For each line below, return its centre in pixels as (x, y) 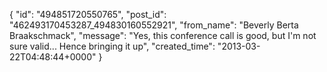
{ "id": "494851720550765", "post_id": (88, 14)
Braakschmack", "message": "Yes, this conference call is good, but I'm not (163, 35)
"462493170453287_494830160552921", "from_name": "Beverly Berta (154, 25)
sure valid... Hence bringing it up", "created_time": (112, 46)
